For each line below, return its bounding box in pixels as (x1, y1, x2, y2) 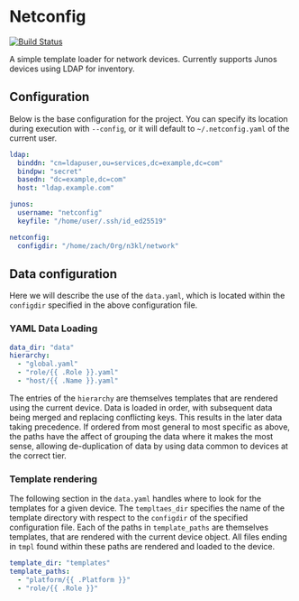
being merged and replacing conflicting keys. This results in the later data (9, 411, 283, 422)
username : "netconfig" (17, 208, 103, 217)
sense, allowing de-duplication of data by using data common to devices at (9, 440, 288, 451)
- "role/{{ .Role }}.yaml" (17, 368, 119, 377)
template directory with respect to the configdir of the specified (9, 513, 249, 523)
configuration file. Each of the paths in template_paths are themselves (9, 522, 268, 533)
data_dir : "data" (9, 343, 75, 352)
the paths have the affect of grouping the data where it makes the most (9, 430, 274, 441)
